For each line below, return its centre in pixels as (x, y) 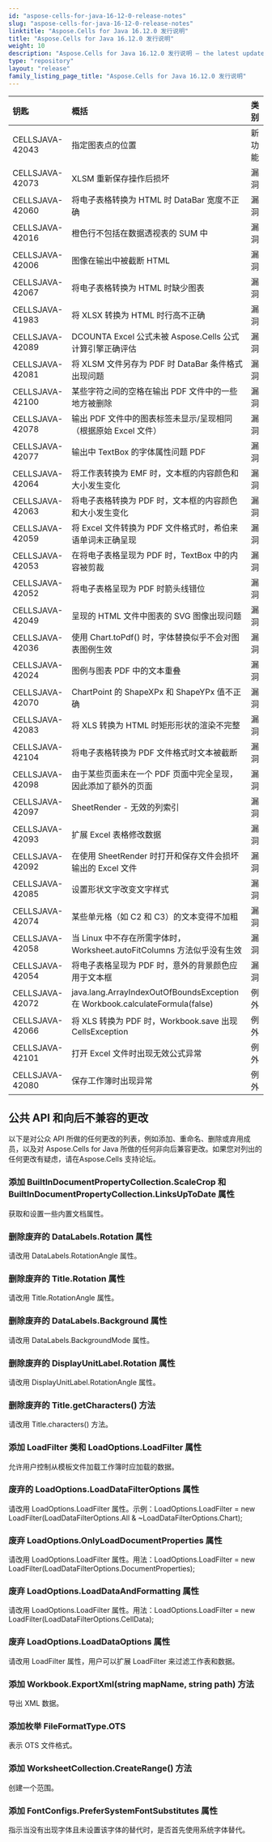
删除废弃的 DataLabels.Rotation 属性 (80, 1236)
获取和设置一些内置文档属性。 (58, 1213)
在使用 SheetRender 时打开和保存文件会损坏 (155, 855)
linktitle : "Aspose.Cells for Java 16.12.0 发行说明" (98, 31)
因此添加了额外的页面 (112, 786)
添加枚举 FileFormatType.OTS (67, 1726)
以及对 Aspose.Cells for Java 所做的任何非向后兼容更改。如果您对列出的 (142, 1149)
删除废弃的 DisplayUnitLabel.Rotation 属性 (92, 1363)
